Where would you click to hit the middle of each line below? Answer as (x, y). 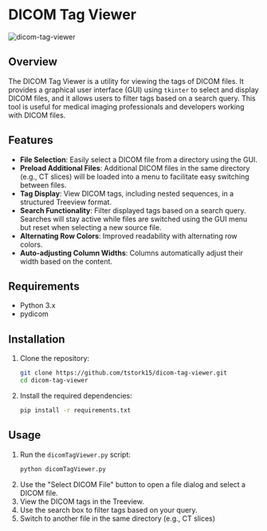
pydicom (34, 314)
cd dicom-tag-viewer (54, 381)
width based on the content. (66, 261)
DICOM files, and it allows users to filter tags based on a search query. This (132, 98)
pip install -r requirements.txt (75, 410)
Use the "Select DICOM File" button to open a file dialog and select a (132, 484)
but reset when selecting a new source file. (90, 227)
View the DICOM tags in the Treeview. (82, 501)
